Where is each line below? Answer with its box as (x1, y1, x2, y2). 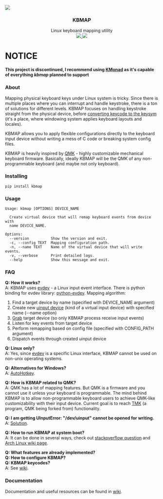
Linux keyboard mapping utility (51, 28, 113, 34)
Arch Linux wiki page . (5, 440, 49, 446)
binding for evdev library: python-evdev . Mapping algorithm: (5, 290, 126, 296)
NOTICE (5, 51, 38, 61)
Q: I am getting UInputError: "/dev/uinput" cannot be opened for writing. (5, 415, 154, 421)
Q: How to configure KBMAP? (5, 455, 66, 460)
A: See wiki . (5, 465, 29, 471)
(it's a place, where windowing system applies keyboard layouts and (5, 116, 142, 121)
